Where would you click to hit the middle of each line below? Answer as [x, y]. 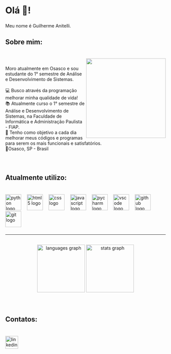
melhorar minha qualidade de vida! [41, 98]
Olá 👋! [18, 10]
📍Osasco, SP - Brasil [27, 149]
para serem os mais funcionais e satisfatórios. [53, 143]
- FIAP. [12, 127]
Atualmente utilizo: [36, 178]
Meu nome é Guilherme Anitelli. [38, 26]
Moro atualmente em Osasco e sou [42, 69]
